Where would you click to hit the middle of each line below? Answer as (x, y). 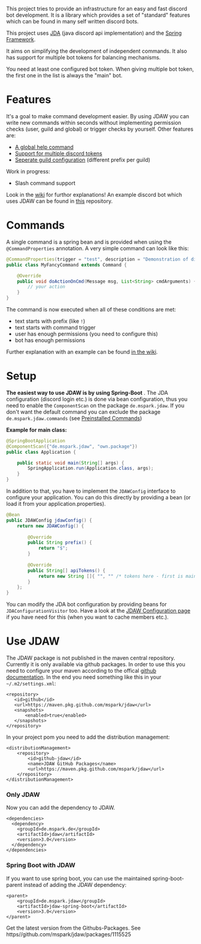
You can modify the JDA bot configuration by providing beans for (86, 604)
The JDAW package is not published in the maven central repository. (91, 658)
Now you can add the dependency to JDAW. (61, 808)
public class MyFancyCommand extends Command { (67, 265)
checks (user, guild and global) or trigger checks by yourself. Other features (100, 129)
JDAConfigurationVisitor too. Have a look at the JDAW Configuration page (98, 611)
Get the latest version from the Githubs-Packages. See (74, 928)
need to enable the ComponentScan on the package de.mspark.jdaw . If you (95, 405)
